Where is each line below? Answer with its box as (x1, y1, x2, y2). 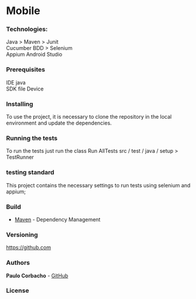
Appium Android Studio (6, 51, 63, 58)
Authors (6, 258, 31, 267)
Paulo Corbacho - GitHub (6, 272, 69, 279)
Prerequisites (6, 66, 45, 74)
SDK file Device (6, 85, 44, 92)
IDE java (6, 79, 26, 86)
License (6, 287, 29, 295)
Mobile (6, 4, 40, 18)
